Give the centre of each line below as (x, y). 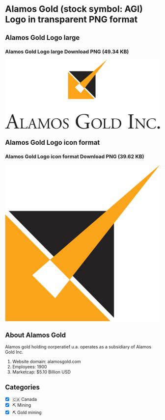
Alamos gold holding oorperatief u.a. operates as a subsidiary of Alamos (78, 346)
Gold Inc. (14, 352)
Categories (23, 387)
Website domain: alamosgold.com (46, 361)
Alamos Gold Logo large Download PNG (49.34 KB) (67, 52)
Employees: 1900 (29, 367)
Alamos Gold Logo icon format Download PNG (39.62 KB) (75, 157)
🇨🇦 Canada (25, 399)
